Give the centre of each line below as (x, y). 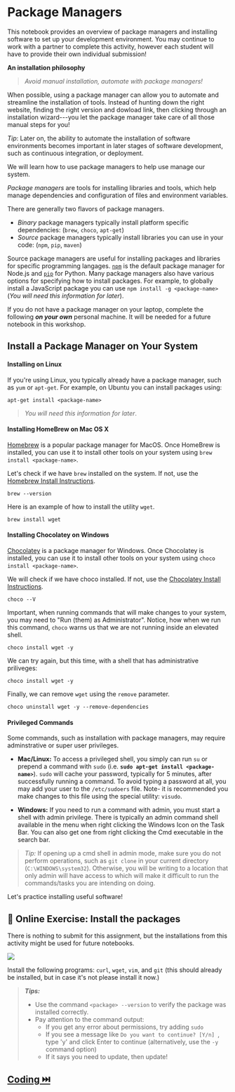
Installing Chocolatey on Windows (58, 535)
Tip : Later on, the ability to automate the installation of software (99, 138)
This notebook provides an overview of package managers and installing (112, 32)
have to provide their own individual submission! (77, 54)
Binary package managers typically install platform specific (103, 222)
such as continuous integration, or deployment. (75, 153)
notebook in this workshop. (47, 324)
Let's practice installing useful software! (65, 897)
